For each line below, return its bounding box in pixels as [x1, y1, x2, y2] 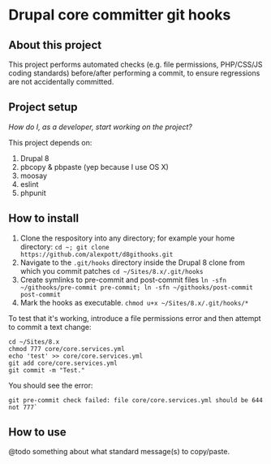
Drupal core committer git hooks [8, 6, 231, 24]
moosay [19, 171, 47, 180]
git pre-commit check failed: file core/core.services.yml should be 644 [8, 396, 264, 404]
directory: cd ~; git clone [19, 241, 110, 251]
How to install [8, 211, 80, 225]
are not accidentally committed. [8, 77, 114, 86]
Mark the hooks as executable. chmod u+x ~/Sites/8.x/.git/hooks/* [19, 297, 249, 307]
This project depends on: [8, 137, 92, 147]
